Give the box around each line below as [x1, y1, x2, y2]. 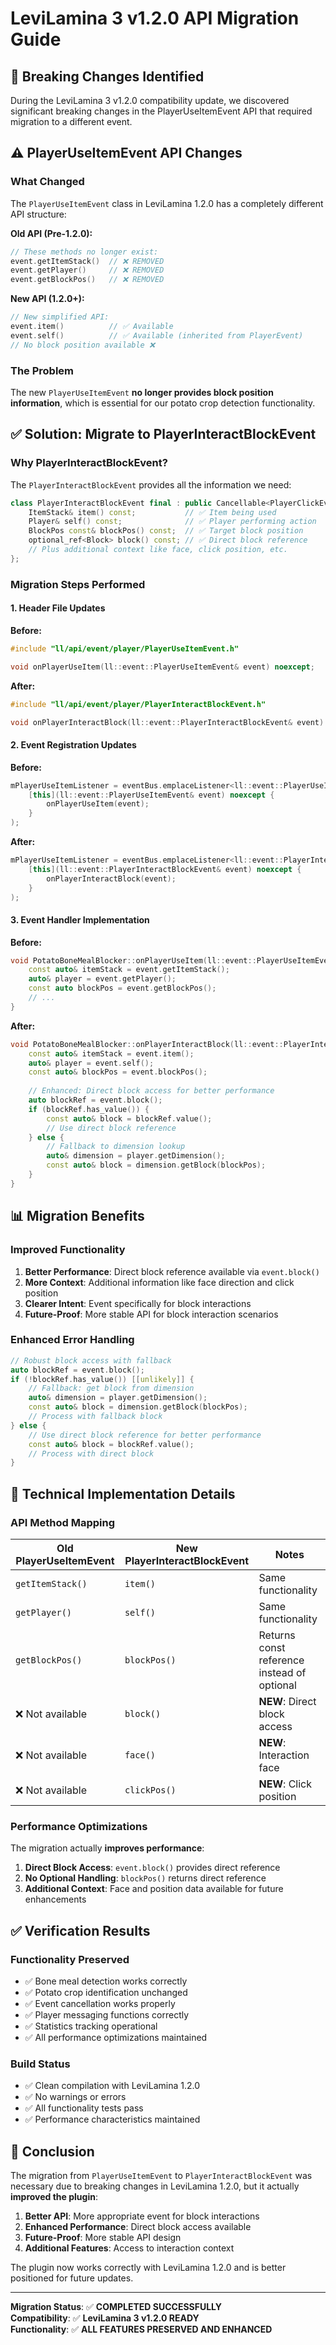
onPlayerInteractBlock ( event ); [46, 873, 177, 884]
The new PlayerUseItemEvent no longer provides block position [10, 386, 274, 398]
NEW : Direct [258, 1695, 317, 1708]
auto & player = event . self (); [28, 1058, 155, 1068]
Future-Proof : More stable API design [24, 2232, 182, 2244]
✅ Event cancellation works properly [24, 1997, 176, 2009]
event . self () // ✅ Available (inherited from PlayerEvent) [10, 330, 304, 341]
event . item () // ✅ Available [10, 322, 174, 332]
